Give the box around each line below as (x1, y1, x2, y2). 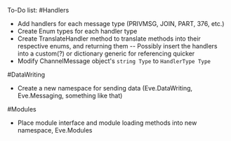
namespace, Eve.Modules (17, 126, 93, 134)
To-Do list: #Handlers (7, 6, 70, 14)
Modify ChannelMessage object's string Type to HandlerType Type (17, 57, 211, 65)
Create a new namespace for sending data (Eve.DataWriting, (17, 84, 193, 92)
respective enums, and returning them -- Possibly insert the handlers (17, 42, 218, 50)
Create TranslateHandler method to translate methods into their (17, 34, 202, 43)
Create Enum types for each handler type (17, 27, 138, 35)
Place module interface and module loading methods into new (17, 119, 197, 127)
